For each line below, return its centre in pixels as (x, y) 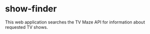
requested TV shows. (27, 27)
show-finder (31, 9)
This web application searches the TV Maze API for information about (75, 22)
